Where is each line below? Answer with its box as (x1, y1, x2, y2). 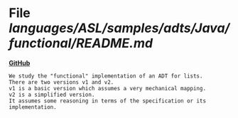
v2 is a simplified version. (9, 91, 95, 98)
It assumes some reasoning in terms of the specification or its (9, 97, 206, 104)
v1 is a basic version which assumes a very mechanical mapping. (9, 85, 206, 92)
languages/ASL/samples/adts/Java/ (9, 20, 230, 36)
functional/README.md (9, 36, 153, 51)
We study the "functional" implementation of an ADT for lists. (9, 73, 203, 80)
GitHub (9, 58, 31, 67)
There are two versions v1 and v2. (9, 78, 114, 86)
